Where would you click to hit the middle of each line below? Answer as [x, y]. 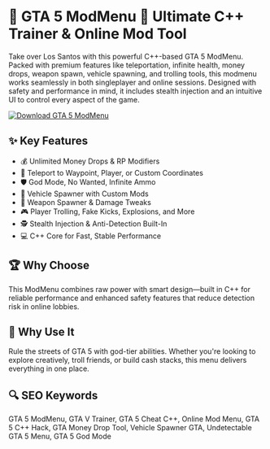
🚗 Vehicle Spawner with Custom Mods [84, 194]
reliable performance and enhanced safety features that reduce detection [131, 298]
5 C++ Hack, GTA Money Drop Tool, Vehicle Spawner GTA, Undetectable [130, 428]
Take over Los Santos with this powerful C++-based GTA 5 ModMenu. [126, 56]
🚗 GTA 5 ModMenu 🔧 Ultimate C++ [126, 17]
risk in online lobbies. [44, 306]
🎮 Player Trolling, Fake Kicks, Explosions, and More [107, 211]
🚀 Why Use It [41, 331]
